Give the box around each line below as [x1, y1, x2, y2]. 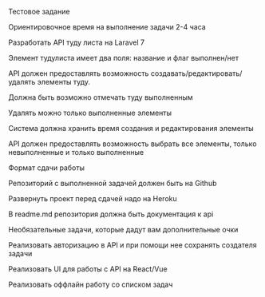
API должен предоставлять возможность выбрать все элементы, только [8, 139, 257, 148]
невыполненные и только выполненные [8, 148, 144, 156]
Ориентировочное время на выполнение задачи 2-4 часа [8, 22, 206, 31]
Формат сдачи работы [8, 163, 85, 172]
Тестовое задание [8, 7, 70, 16]
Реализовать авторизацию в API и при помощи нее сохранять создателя [8, 240, 257, 250]
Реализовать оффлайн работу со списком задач [8, 279, 173, 289]
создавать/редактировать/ [150, 69, 243, 78]
